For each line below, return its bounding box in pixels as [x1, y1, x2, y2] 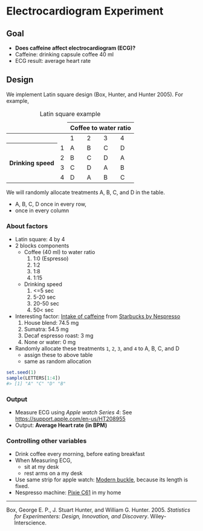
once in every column [14, 207, 69, 214]
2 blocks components [14, 242, 69, 249]
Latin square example [39, 109, 101, 118]
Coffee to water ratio [70, 123, 132, 132]
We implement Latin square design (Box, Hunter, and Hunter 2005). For [6, 91, 183, 98]
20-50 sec [33, 300, 59, 307]
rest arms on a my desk [24, 470, 83, 477]
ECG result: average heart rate [14, 57, 91, 64]
